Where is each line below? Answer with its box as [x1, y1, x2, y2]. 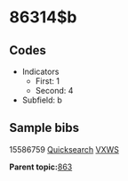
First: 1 [35, 76, 60, 86]
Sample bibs [9, 120, 80, 136]
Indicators [21, 66, 60, 77]
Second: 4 [35, 86, 74, 95]
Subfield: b [21, 95, 62, 105]
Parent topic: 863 [9, 161, 73, 172]
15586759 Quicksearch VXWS [9, 144, 120, 154]
